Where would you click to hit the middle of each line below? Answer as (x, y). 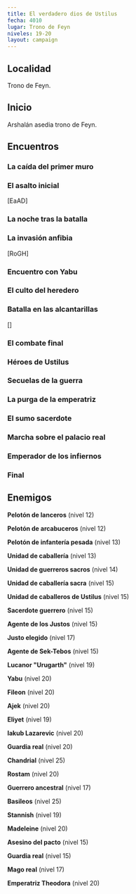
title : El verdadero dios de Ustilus (62, 14)
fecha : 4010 (25, 20)
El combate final (35, 343)
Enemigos (30, 498)
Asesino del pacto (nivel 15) (48, 842)
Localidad (29, 69)
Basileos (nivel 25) (34, 801)
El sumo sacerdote (40, 418)
